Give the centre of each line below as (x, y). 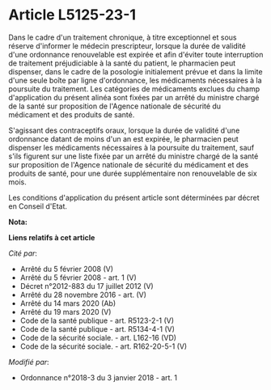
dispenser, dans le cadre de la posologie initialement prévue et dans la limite (135, 71)
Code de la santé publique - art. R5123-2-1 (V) (97, 320)
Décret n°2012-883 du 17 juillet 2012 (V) (87, 286)
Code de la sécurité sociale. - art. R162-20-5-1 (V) (104, 346)
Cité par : (23, 253)
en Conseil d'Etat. (38, 206)
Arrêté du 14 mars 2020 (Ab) (68, 303)
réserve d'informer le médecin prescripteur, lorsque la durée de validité (127, 45)
